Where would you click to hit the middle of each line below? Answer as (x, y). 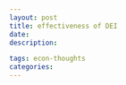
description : (34, 42)
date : (19, 34)
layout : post (34, 17)
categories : (31, 67)
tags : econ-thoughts (48, 59)
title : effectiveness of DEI (63, 26)
